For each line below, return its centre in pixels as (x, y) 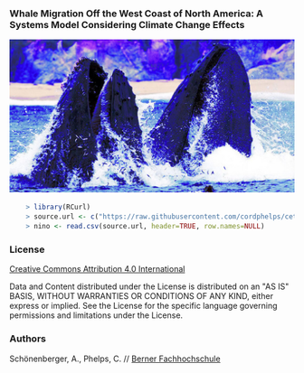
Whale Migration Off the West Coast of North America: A (137, 14)
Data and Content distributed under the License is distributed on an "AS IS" (149, 286)
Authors (28, 339)
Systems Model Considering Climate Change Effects (127, 24)
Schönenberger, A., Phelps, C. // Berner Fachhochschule (115, 359)
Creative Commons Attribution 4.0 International (97, 269)
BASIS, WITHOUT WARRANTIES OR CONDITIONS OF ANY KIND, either (142, 296)
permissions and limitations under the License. (96, 315)
